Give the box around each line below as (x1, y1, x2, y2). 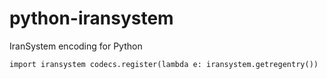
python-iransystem (9, 7, 174, 30)
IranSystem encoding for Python (9, 40, 143, 52)
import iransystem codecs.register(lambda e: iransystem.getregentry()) (9, 59, 319, 69)
